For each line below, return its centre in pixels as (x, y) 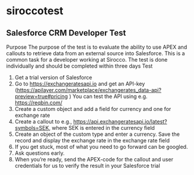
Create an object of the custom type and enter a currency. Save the (97, 134)
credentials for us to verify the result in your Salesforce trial (87, 166)
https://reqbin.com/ (39, 103)
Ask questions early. (40, 153)
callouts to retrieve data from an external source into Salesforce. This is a (96, 53)
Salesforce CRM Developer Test (66, 33)
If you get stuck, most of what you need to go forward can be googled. (101, 147)
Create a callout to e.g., (43, 122)
